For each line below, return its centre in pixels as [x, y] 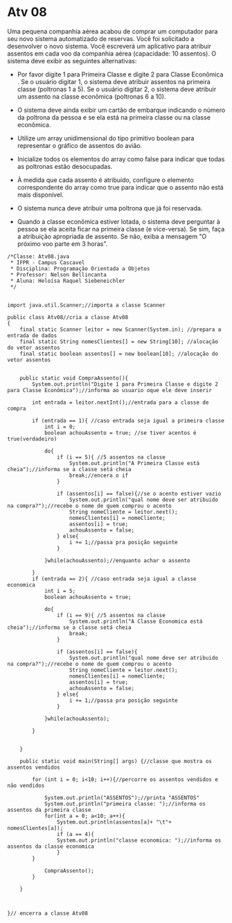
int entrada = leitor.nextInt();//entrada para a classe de [121, 402]
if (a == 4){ [75, 834]
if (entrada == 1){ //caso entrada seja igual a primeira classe [128, 420]
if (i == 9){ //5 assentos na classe [111, 615]
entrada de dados [32, 335]
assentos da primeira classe [49, 810]
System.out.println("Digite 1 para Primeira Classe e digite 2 [125, 384]
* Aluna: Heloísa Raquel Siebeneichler [68, 281]
